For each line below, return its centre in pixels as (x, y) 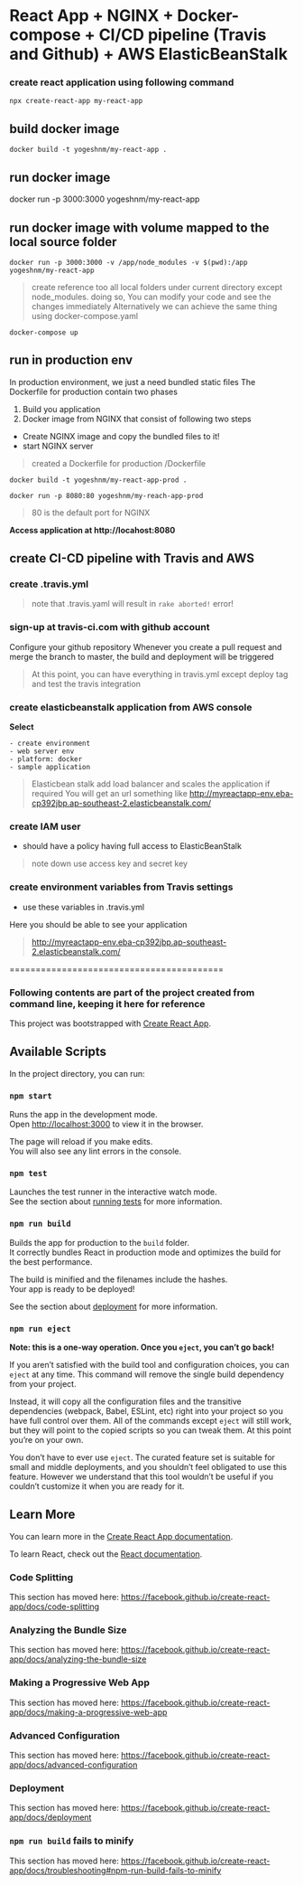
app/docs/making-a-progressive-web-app (88, 1712)
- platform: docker (46, 759)
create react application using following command (122, 82)
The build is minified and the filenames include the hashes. (119, 1279)
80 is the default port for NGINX (91, 513)
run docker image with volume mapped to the (139, 227)
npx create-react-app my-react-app (76, 101)
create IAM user (45, 826)
